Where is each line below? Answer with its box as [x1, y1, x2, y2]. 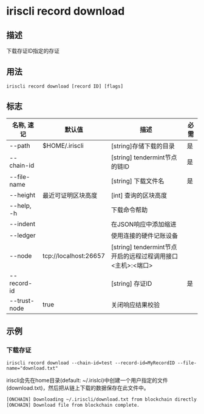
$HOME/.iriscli [42, 141, 84, 150]
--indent [9, 219, 35, 228]
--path [9, 141, 30, 150]
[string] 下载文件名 [110, 176, 165, 185]
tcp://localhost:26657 [42, 251, 105, 260]
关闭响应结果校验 [110, 300, 160, 309]
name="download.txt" [6, 365, 59, 371]
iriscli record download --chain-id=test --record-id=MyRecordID [6, 360, 175, 366]
